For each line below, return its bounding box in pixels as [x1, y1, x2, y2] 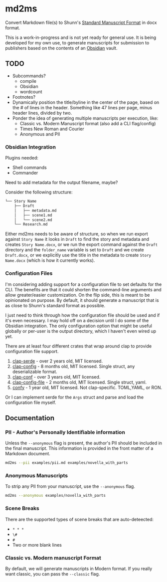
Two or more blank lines [12, 542, 62, 548]
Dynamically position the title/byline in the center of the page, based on [12, 99, 160, 105]
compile [19, 78, 36, 84]
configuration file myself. [5, 399, 56, 405]
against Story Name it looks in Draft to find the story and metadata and [5, 236, 150, 242]
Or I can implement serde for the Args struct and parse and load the [5, 394, 144, 400]
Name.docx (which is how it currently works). [5, 257, 95, 263]
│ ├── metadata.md [14, 208, 57, 213]
